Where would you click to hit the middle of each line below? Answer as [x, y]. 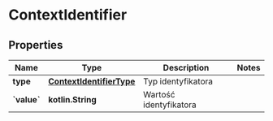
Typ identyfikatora [178, 81]
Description [186, 68]
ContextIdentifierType [92, 81]
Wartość [159, 95]
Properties [36, 45]
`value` [26, 99]
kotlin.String [73, 99]
